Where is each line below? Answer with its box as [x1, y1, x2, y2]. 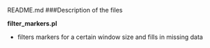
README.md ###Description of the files [7, 6, 123, 14]
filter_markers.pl [7, 19, 57, 27]
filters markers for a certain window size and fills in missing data [17, 33, 203, 41]
